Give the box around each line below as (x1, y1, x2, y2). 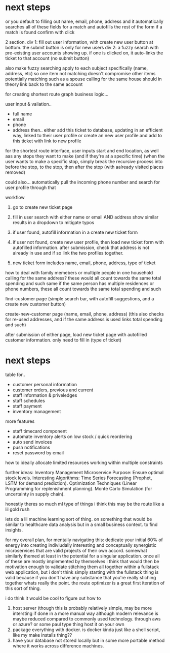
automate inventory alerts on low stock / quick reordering (12, 433, 133, 440)
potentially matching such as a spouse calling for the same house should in (5, 76, 162, 82)
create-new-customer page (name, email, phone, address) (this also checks (5, 310, 164, 317)
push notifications (12, 444, 51, 450)
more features (5, 418, 35, 424)
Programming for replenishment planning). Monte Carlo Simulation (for (5, 485, 153, 491)
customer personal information (12, 381, 77, 387)
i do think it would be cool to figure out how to (5, 595, 101, 601)
